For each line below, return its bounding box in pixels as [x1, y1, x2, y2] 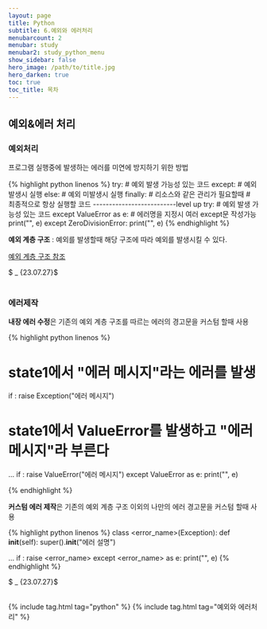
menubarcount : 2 [8, 33, 62, 42]
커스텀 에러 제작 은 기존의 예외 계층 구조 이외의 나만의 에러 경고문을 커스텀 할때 [8, 502, 249, 512]
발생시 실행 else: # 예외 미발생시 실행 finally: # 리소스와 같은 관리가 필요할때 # [8, 189, 251, 199]
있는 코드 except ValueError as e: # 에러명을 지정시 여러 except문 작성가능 [22, 209, 257, 219]
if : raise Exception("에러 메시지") [8, 391, 115, 400]
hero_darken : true [8, 71, 69, 79]
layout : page [8, 11, 52, 20]
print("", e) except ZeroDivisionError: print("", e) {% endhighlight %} [8, 218, 230, 228]
